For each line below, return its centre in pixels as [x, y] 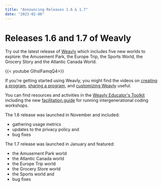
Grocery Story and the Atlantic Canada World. [51, 62]
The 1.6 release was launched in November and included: [63, 115]
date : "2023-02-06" [25, 14]
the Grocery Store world [36, 169]
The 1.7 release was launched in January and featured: [60, 144]
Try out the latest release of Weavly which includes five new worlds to [75, 51]
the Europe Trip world [34, 164]
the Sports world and [33, 174]
